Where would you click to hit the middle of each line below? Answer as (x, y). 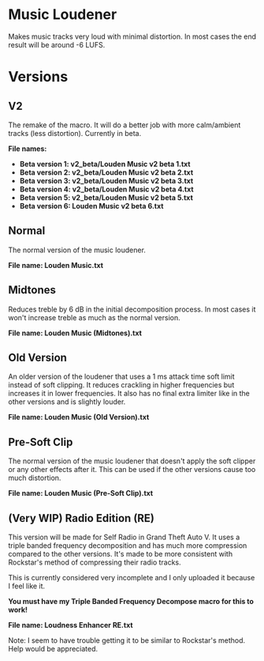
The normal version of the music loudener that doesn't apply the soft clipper (132, 461)
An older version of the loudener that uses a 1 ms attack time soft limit (121, 376)
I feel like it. (27, 586)
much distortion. (35, 478)
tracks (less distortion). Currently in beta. (75, 133)
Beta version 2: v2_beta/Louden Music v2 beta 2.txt (106, 172)
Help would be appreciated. (53, 649)
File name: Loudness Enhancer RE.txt (71, 625)
